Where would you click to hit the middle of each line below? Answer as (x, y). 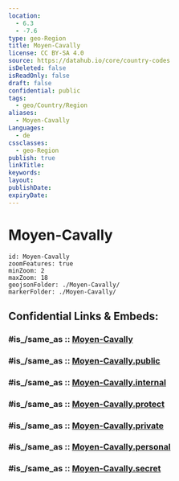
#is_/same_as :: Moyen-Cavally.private (86, 425)
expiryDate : (28, 195)
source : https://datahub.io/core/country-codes (89, 61)
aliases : (23, 113)
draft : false (30, 83)
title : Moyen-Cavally (45, 46)
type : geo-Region (37, 38)
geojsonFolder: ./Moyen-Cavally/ (64, 285)
